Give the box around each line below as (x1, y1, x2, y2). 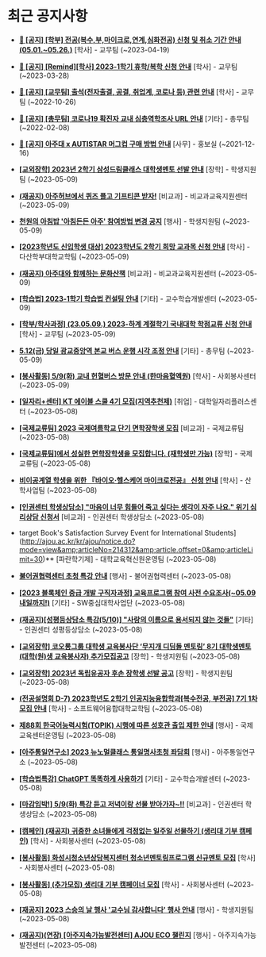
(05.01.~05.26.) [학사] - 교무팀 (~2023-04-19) (18, 44, 170, 54)
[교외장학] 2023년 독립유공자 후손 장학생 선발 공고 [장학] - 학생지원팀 (18, 668, 233, 678)
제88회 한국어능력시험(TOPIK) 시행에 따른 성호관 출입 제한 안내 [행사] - (18, 720, 239, 730)
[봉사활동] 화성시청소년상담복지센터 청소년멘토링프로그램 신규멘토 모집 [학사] (18, 852, 256, 862)
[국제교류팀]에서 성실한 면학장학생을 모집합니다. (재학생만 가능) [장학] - (18, 448, 238, 458)
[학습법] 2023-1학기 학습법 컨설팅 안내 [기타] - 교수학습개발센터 (18, 294, 218, 303)
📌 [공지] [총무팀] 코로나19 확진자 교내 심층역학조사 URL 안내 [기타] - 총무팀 (18, 113, 249, 123)
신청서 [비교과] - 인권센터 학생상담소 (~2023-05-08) (40, 512, 205, 521)
